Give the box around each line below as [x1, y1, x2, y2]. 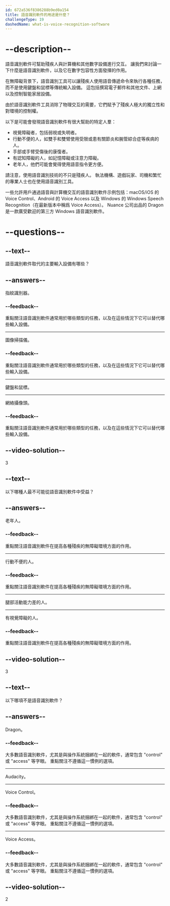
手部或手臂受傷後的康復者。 [12, 148, 71, 155]
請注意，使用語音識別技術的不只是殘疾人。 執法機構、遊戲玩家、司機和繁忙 [5, 172, 162, 178]
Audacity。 [5, 773, 29, 779]
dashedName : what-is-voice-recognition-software [5, 21, 110, 27]
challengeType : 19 [5, 17, 44, 22]
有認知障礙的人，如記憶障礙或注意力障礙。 [12, 155, 102, 161]
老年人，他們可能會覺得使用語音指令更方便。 [12, 161, 106, 168]
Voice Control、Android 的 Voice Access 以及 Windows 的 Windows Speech [5, 196, 164, 202]
